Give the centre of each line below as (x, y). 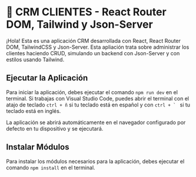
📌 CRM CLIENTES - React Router (86, 12)
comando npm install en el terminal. (51, 168)
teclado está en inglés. (34, 111)
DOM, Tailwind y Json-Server (79, 24)
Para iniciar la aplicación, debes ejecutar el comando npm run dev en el (92, 92)
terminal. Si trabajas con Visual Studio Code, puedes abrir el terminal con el (98, 98)
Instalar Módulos (38, 147)
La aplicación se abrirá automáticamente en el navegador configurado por (96, 122)
